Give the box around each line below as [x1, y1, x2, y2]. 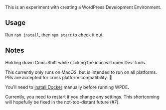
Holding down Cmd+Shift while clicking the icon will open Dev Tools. [5, 59, 146, 65]
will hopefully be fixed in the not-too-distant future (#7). [5, 99, 120, 105]
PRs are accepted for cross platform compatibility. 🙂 [5, 74, 112, 80]
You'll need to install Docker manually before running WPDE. [5, 84, 130, 90]
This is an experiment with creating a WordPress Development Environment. [5, 4, 162, 10]
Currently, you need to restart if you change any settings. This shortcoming [5, 94, 160, 100]
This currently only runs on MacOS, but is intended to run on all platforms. [5, 69, 157, 75]
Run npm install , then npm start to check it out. [5, 32, 104, 38]
